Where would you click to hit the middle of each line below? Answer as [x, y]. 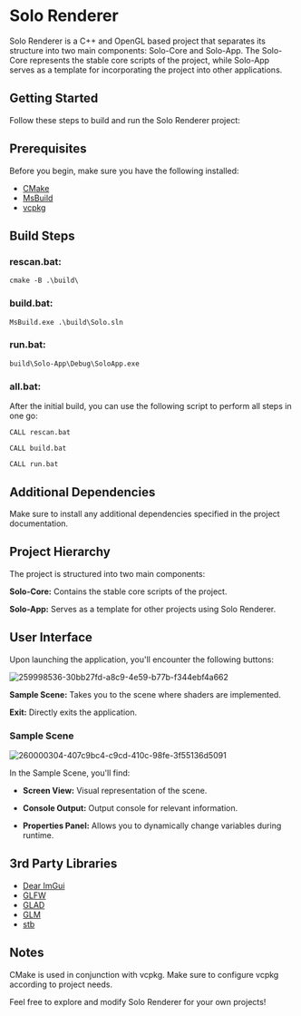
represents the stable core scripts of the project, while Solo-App [150, 60]
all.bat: [25, 386]
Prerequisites [48, 149]
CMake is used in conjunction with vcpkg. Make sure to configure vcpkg [144, 974]
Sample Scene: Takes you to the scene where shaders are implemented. [145, 694]
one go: [24, 416]
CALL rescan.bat [40, 433]
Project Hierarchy [60, 552]
